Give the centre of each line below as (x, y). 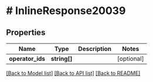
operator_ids (27, 59)
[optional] (130, 59)
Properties (26, 33)
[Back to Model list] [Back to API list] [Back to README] (73, 73)
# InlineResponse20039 (66, 11)
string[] (62, 59)
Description (95, 49)
